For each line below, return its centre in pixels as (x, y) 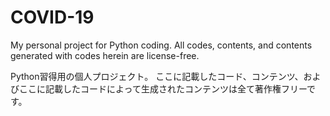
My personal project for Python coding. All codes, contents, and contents (161, 45)
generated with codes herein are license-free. (105, 55)
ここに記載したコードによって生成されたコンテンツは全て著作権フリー (163, 88)
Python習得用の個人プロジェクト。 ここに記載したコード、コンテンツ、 (157, 76)
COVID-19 (52, 17)
